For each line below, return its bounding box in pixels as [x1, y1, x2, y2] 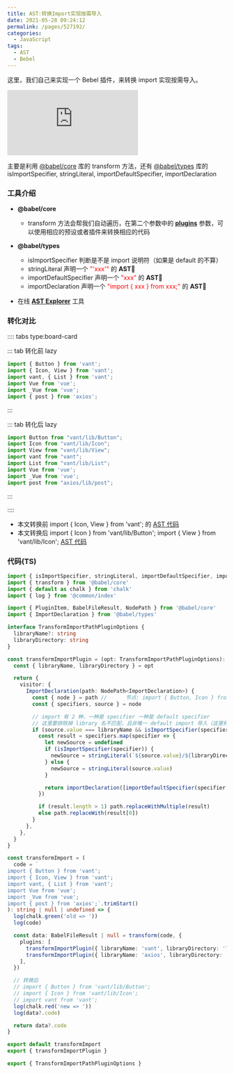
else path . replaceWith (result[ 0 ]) [38, 810, 139, 817]
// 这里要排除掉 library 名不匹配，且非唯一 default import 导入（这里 [32, 719, 224, 727]
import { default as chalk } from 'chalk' [7, 585, 132, 592]
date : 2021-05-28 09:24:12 [7, 17, 86, 24]
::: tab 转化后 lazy [7, 420, 57, 429]
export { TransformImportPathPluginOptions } [7, 1060, 141, 1067]
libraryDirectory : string [13, 636, 89, 643]
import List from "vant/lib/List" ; [7, 460, 111, 467]
